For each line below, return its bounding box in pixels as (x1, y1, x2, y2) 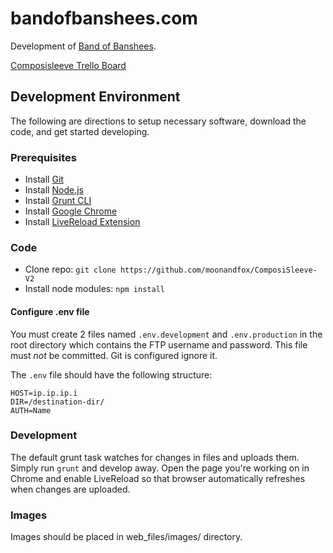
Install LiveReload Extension (24, 216, 141, 228)
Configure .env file (10, 305, 90, 317)
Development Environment (10, 88, 181, 106)
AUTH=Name (10, 405, 52, 416)
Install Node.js (24, 184, 84, 196)
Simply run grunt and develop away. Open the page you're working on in (10, 462, 310, 474)
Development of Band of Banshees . (10, 40, 157, 52)
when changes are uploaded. (10, 483, 131, 495)
